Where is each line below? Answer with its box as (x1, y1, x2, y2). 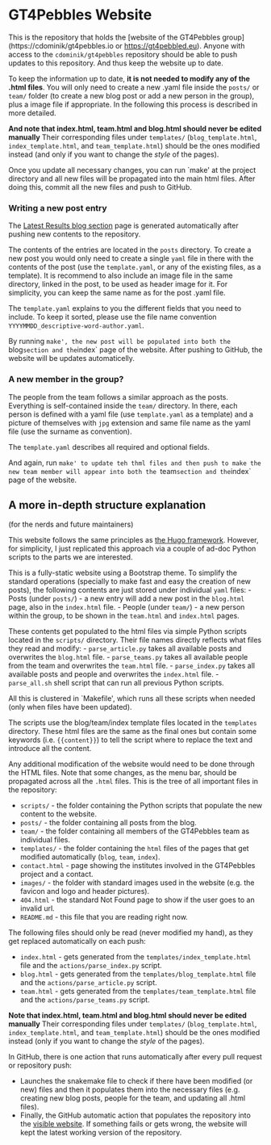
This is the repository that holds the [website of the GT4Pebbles (8, 32, 221, 42)
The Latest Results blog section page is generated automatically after (8, 220, 240, 231)
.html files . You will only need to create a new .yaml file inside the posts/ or (8, 82, 260, 92)
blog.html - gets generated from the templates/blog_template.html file (19, 969, 256, 979)
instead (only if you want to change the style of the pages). (8, 1036, 205, 1046)
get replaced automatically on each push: (8, 937, 147, 946)
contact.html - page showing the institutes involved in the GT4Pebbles (19, 861, 256, 870)
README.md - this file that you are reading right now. (19, 912, 188, 922)
